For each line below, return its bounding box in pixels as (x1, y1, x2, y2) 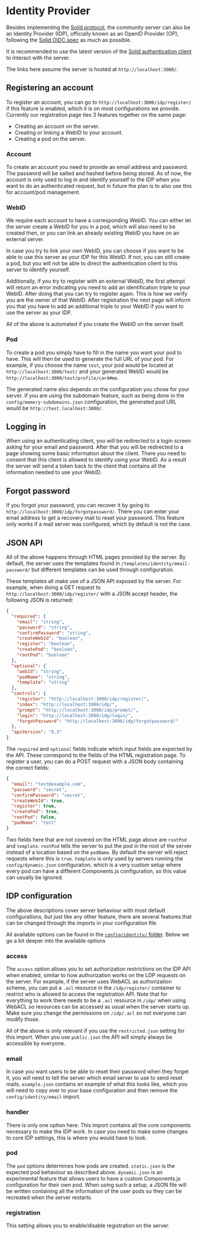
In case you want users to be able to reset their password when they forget (6, 1068, 189, 1075)
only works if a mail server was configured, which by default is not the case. (6, 520, 192, 528)
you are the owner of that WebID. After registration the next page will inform (6, 296, 191, 303)
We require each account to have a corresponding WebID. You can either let (6, 217, 191, 224)
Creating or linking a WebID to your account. (14, 129, 123, 136)
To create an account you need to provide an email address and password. (6, 164, 189, 171)
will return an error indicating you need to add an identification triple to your (6, 284, 191, 291)
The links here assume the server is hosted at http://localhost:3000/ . (6, 65, 178, 72)
